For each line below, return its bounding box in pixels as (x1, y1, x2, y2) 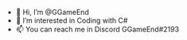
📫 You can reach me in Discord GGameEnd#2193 (15, 24, 180, 34)
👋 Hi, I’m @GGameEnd (15, 8, 89, 16)
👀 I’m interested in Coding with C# (15, 16, 128, 25)
